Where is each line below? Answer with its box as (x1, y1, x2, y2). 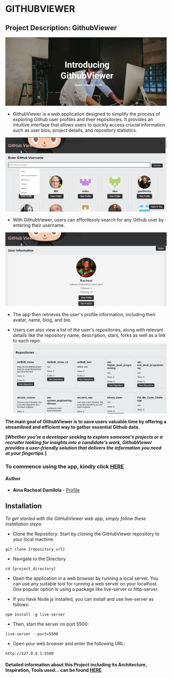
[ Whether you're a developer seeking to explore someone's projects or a (5, 433, 163, 440)
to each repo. (12, 337, 41, 343)
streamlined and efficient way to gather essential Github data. (5, 424, 140, 430)
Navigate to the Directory (12, 556, 66, 562)
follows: (12, 601, 30, 607)
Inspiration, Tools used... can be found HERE (5, 667, 102, 673)
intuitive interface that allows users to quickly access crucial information (12, 122, 165, 128)
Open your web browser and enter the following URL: (12, 640, 125, 646)
